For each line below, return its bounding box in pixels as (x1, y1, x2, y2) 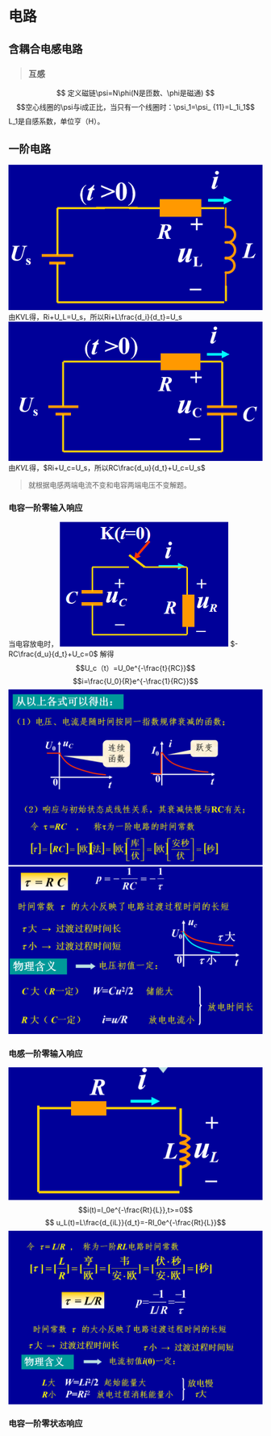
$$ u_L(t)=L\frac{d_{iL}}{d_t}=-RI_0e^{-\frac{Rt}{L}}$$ (44, 1218, 227, 1228)
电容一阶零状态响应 (8, 1418, 83, 1430)
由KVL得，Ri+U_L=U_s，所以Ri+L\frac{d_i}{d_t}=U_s (8, 312, 183, 321)
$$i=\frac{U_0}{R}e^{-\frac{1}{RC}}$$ (72, 676, 199, 686)
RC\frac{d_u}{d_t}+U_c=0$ (8, 649, 98, 659)
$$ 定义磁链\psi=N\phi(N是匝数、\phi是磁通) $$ (56, 88, 215, 98)
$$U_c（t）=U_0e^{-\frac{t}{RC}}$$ (75, 663, 196, 672)
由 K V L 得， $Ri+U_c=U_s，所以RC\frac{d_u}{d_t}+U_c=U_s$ (8, 463, 206, 473)
